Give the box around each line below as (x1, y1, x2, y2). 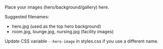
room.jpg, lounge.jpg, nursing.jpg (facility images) (11, 29, 114, 34)
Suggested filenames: (4, 14, 50, 19)
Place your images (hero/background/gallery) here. (4, 4, 109, 10)
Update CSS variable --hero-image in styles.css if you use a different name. (4, 38, 159, 44)
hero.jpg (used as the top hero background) (11, 23, 102, 29)
